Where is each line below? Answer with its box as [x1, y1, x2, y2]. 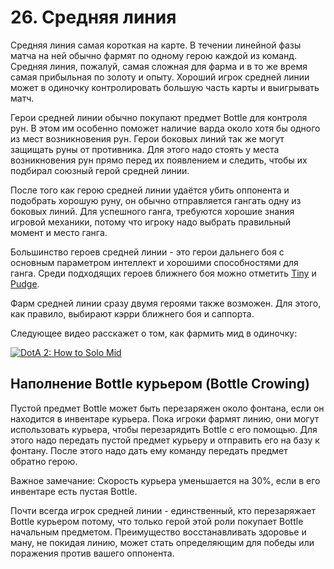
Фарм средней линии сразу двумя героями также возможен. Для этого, [10, 297, 322, 309]
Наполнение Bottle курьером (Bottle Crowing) [10, 376, 310, 393]
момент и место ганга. [10, 226, 108, 238]
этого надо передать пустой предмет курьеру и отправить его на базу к [10, 434, 320, 446]
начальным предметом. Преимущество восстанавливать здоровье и [10, 526, 307, 538]
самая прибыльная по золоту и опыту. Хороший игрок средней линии [10, 71, 310, 83]
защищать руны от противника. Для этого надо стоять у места [10, 143, 280, 155]
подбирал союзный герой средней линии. [10, 164, 190, 176]
